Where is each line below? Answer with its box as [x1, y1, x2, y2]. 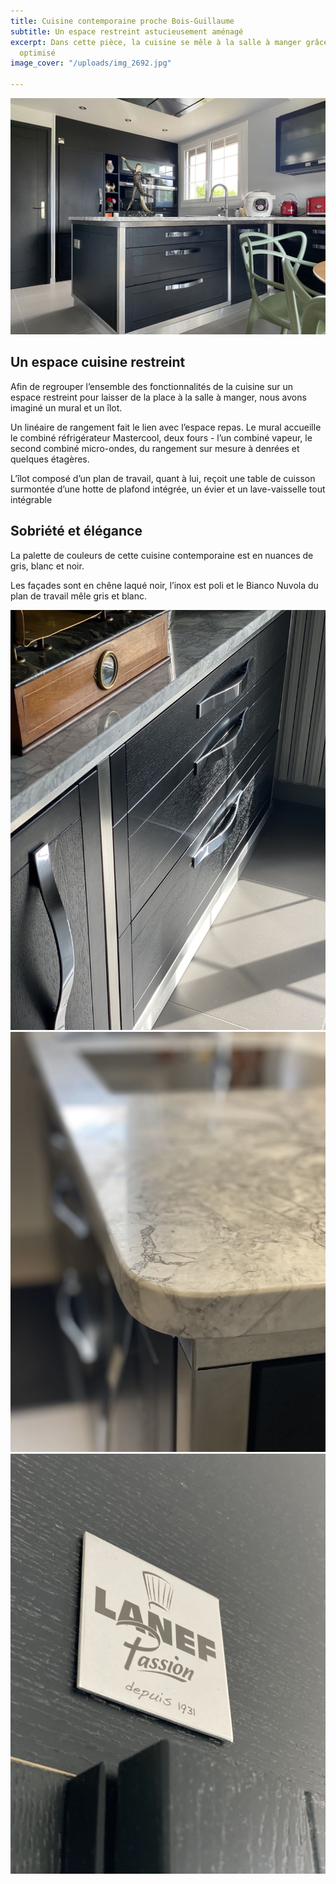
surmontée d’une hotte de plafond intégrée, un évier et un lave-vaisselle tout [10, 483, 326, 495]
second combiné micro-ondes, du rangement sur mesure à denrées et [10, 442, 300, 454]
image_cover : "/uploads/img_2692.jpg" [10, 58, 172, 69]
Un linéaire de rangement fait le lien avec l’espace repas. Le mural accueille [10, 421, 322, 433]
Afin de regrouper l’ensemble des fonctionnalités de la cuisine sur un [10, 380, 294, 392]
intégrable [10, 493, 53, 505]
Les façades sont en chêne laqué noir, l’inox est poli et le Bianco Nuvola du [10, 579, 319, 591]
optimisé [19, 48, 56, 58]
